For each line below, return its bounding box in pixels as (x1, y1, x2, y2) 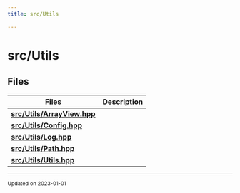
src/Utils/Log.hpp (11, 132, 72, 142)
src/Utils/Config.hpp (11, 120, 83, 130)
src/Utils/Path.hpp (11, 143, 75, 153)
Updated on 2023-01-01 (7, 179, 66, 187)
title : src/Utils (7, 10, 59, 18)
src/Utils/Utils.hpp (11, 155, 75, 165)
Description (102, 97, 144, 107)
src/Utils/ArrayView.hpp (11, 108, 96, 118)
